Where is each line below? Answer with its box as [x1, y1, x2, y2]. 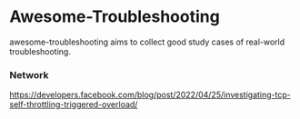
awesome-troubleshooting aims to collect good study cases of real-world [9, 36, 285, 47]
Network [9, 68, 49, 81]
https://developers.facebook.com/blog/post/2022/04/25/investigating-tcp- [9, 89, 291, 101]
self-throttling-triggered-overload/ [9, 99, 138, 110]
